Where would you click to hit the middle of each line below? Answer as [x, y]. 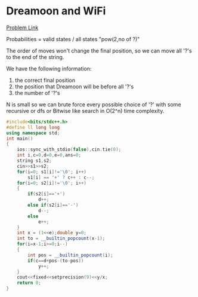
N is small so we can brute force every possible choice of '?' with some [94, 104]
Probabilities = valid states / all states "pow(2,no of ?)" [73, 39]
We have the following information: [49, 68]
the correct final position [45, 80]
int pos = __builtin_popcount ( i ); [70, 255]
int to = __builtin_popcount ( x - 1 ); [61, 238]
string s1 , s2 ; [34, 161]
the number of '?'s [37, 93]
